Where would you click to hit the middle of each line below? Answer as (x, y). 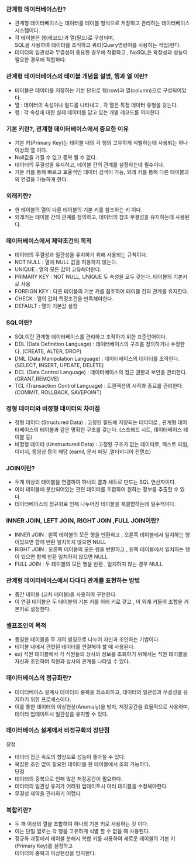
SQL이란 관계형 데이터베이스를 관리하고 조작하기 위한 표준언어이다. (91, 336)
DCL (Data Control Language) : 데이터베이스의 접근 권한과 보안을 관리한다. (101, 372)
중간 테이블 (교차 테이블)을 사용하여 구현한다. (66, 594)
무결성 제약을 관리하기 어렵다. (48, 793)
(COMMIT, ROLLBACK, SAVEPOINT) (58, 392)
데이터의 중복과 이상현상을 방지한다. (55, 853)
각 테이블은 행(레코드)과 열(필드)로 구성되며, (64, 38)
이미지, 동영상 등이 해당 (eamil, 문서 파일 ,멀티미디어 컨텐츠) (83, 451)
